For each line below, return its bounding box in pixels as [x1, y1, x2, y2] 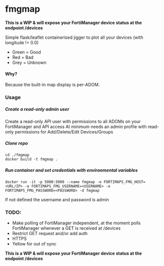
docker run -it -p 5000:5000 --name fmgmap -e [5, 179, 102, 185]
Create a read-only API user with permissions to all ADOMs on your [5, 119, 141, 125]
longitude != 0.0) [5, 39, 39, 45]
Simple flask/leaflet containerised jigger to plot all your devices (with [5, 34, 143, 40]
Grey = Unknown [12, 59, 47, 65]
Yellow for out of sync [12, 241, 57, 247]
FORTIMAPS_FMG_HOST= [103, 179, 146, 185]
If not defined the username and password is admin [5, 196, 109, 202]
